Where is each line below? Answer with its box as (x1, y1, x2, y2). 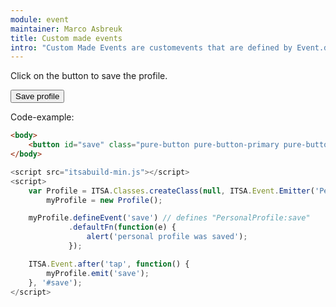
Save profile (15, 91, 60, 102)
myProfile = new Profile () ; (46, 195, 163, 205)
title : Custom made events (10, 33, 123, 43)
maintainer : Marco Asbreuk (10, 24, 123, 34)
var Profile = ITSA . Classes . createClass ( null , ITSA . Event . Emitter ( (28, 186, 315, 196)
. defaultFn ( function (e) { (68, 222, 177, 233)
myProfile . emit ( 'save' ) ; (46, 268, 150, 278)
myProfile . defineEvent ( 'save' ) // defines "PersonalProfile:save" (28, 213, 311, 223)
